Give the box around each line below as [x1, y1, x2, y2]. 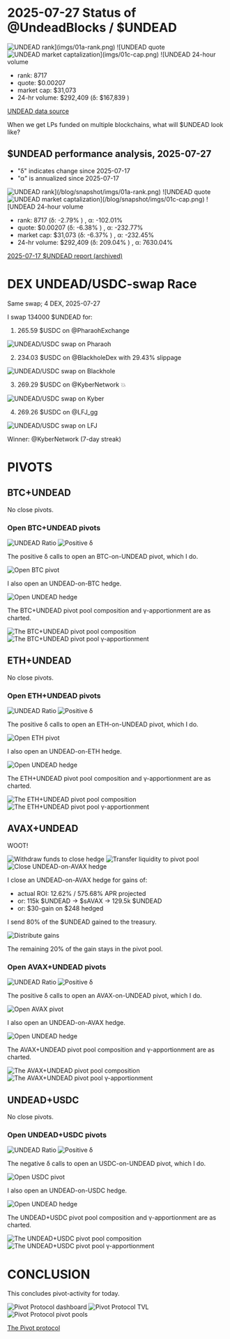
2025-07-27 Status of [7, 5, 137, 21]
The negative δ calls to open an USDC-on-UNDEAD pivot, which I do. [7, 1160, 206, 1168]
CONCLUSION [7, 1266, 91, 1282]
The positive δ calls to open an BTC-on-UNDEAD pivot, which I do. [7, 552, 199, 560]
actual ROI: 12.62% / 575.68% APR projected [17, 889, 146, 897]
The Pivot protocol [7, 1324, 61, 1332]
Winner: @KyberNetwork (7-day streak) [7, 435, 122, 443]
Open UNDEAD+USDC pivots [7, 1130, 107, 1139]
